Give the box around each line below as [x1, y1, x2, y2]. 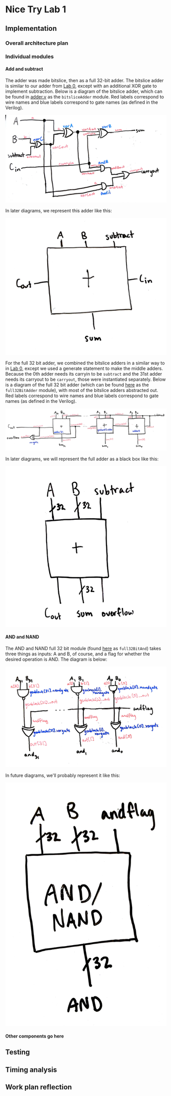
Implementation [5, 24, 57, 33]
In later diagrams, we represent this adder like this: [5, 208, 112, 214]
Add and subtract [5, 66, 44, 72]
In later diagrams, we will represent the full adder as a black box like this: [5, 456, 159, 462]
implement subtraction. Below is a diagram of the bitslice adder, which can [5, 88, 163, 94]
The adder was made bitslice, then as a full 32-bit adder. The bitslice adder [5, 77, 164, 83]
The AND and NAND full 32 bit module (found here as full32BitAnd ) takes [5, 645, 161, 651]
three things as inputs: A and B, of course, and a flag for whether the [5, 651, 150, 657]
